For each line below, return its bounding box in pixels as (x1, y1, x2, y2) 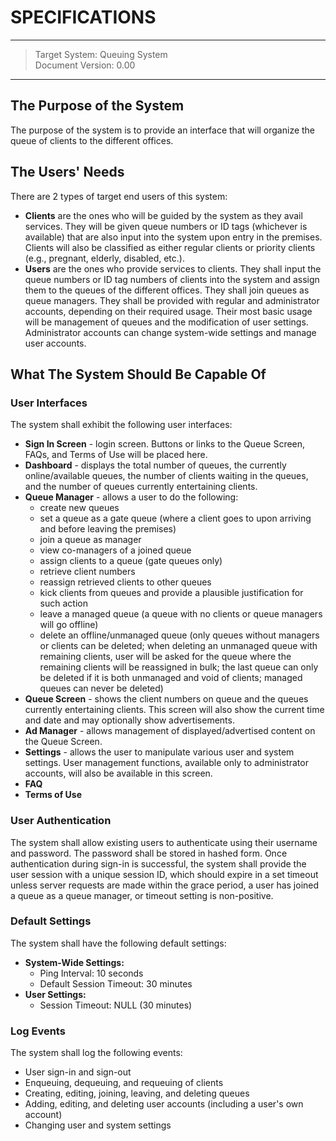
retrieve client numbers (39, 566, 136, 578)
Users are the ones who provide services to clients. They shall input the (24, 262, 322, 275)
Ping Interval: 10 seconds (39, 967, 144, 979)
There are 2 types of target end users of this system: (10, 190, 228, 202)
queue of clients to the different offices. (10, 134, 174, 146)
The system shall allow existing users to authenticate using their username (10, 836, 318, 848)
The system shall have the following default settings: (10, 937, 227, 949)
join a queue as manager (39, 534, 142, 546)
